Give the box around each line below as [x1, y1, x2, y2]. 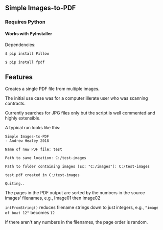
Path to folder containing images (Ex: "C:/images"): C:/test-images [5, 164, 150, 169]
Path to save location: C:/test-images [5, 156, 87, 161]
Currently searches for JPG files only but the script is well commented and [5, 110, 156, 116]
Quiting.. [5, 181, 25, 186]
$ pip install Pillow [5, 51, 49, 56]
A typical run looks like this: [5, 125, 61, 131]
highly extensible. [5, 115, 41, 121]
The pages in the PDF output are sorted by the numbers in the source [5, 190, 145, 196]
